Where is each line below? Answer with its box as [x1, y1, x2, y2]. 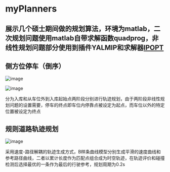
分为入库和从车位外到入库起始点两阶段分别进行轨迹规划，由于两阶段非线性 [5, 96, 160, 102]
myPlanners [5, 3, 57, 15]
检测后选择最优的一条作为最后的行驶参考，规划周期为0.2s [5, 161, 125, 167]
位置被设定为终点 [5, 108, 41, 114]
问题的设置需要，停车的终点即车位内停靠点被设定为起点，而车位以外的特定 [9, 102, 165, 108]
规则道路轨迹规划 [5, 125, 59, 133]
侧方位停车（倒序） [5, 62, 65, 71]
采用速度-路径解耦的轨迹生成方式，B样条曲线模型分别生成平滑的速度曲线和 [5, 149, 161, 155]
